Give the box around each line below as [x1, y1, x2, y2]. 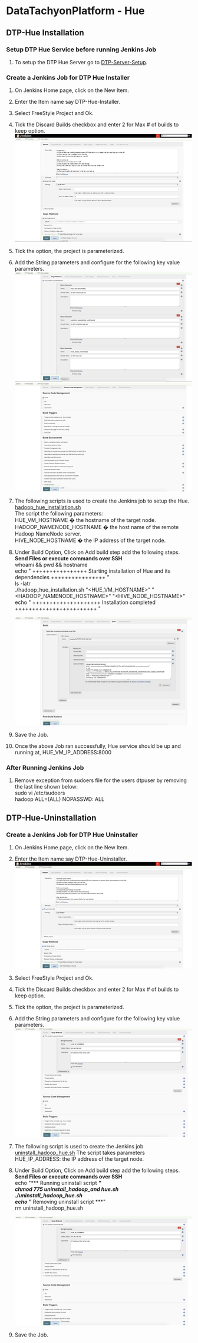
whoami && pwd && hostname [14, 561, 88, 568]
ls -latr [14, 580, 31, 587]
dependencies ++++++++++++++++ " [14, 573, 110, 580]
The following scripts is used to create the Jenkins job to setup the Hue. [14, 497, 190, 504]
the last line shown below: [14, 783, 78, 790]
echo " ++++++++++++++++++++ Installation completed [14, 599, 156, 606]
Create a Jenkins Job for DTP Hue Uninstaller [6, 830, 138, 839]
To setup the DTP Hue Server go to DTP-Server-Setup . [14, 58, 148, 65]
